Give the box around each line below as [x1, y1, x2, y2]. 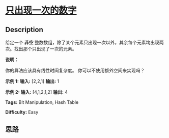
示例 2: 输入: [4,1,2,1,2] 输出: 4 [5, 89, 68, 95]
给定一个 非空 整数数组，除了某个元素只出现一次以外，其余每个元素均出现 [5, 39, 159, 45]
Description [5, 25, 43, 34]
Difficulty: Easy [5, 109, 39, 115]
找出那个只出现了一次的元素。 [14, 46, 77, 51]
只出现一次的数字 [5, 5, 77, 16]
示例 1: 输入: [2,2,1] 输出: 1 [5, 78, 60, 84]
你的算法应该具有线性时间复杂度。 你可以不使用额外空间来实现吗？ [5, 67, 145, 73]
